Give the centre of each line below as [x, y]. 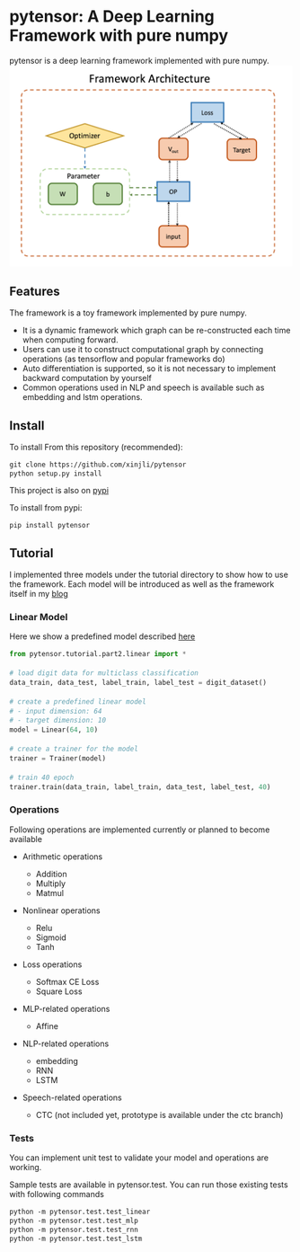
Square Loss [59, 991]
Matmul [50, 892]
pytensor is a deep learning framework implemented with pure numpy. [139, 60]
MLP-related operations [66, 1008]
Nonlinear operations [61, 910]
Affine [47, 1026]
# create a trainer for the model [74, 749]
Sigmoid [51, 937]
